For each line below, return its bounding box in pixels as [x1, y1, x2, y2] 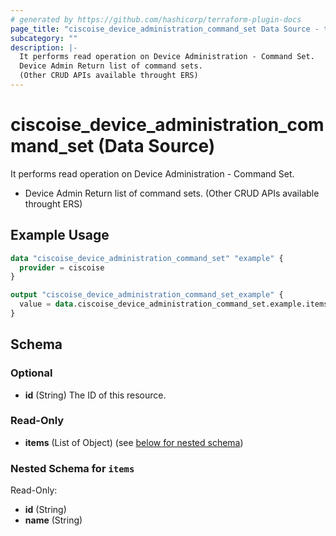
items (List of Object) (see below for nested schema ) [24, 436, 244, 448]
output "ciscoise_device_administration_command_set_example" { [10, 290, 284, 300]
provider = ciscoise [19, 262, 105, 273]
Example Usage [10, 227, 110, 244]
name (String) [24, 514, 83, 526]
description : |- [10, 42, 78, 53]
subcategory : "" [10, 33, 78, 43]
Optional [10, 366, 53, 380]
